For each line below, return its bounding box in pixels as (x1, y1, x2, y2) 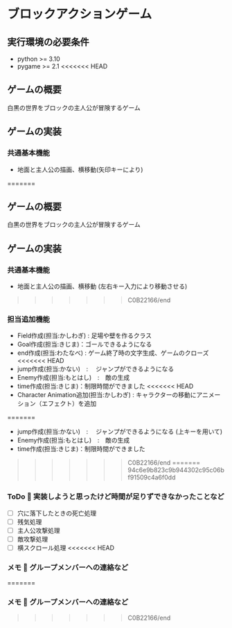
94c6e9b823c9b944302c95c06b (127, 466, 225, 474)
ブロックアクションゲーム (7, 6, 152, 22)
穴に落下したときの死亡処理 (17, 509, 97, 517)
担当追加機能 (7, 314, 51, 324)
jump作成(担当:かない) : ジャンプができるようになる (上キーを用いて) (17, 427, 223, 436)
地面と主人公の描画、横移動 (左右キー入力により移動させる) (17, 282, 188, 290)
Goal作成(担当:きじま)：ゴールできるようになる (17, 340, 152, 349)
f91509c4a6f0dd (127, 473, 176, 481)
